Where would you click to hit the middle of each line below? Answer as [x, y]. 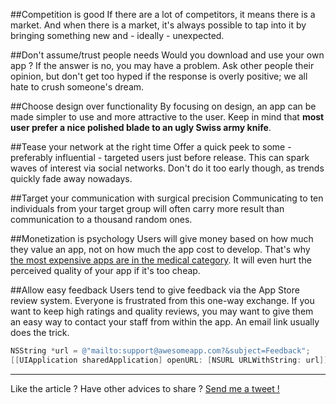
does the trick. [40, 332]
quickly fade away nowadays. [71, 178]
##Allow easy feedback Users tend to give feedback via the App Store [155, 290]
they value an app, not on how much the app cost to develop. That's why [160, 249]
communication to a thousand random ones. [101, 219]
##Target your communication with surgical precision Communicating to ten [167, 198]
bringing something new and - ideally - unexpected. [117, 35]
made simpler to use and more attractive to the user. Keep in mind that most [167, 117]
